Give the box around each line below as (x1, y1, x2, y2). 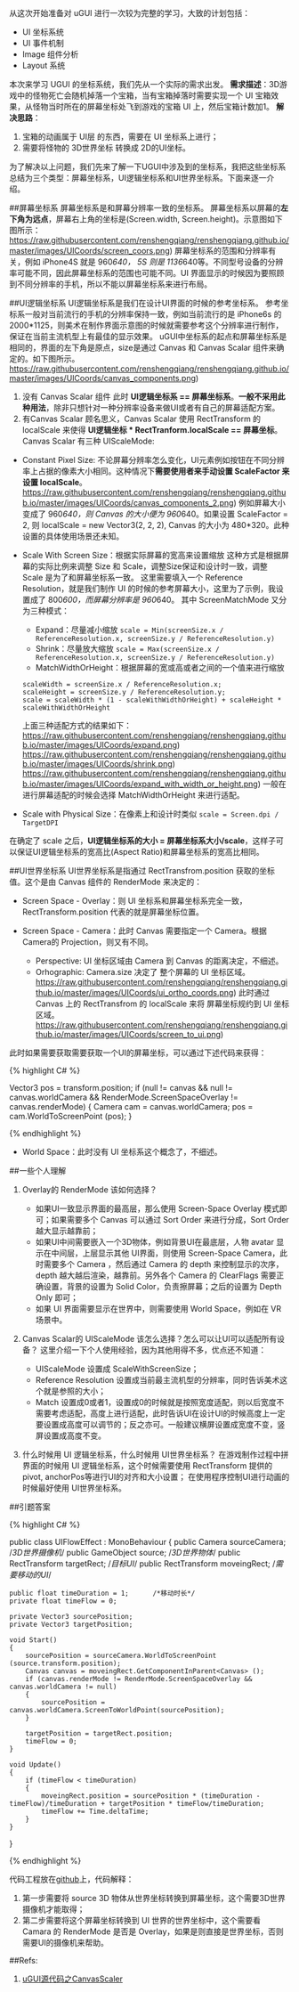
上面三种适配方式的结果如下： (21, 720, 132, 730)
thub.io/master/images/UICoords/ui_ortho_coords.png (35, 988, 234, 997)
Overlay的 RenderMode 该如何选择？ (21, 1184, 158, 1195)
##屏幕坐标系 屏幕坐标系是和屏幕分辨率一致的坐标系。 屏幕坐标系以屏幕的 (9, 203, 281, 213)
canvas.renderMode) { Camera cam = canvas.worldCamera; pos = (9, 1102, 254, 1111)
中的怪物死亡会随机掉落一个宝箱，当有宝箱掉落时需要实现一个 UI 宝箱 (16, 90, 271, 101)
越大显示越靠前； (35, 1225, 99, 1236)
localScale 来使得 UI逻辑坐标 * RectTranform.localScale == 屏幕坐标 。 (21, 425, 283, 435)
